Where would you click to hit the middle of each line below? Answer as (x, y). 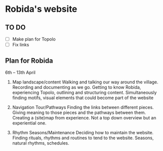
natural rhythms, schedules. (41, 143)
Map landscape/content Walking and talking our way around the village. (85, 82)
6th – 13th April (20, 72)
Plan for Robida (29, 60)
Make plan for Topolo (34, 39)
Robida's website (41, 9)
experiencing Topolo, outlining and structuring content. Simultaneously (84, 92)
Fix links (21, 45)
